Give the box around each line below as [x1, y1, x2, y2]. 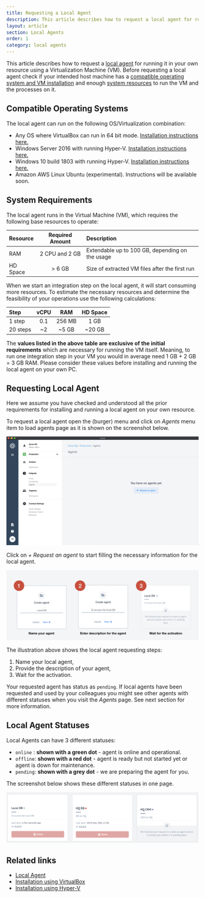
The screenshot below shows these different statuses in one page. [6, 780, 174, 787]
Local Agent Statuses [6, 720, 90, 731]
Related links [6, 855, 57, 866]
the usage [86, 253, 112, 260]
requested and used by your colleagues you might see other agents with [6, 690, 189, 697]
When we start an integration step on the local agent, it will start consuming [6, 282, 196, 289]
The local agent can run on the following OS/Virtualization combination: [6, 119, 186, 127]
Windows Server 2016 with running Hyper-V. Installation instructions [15, 145, 187, 152]
